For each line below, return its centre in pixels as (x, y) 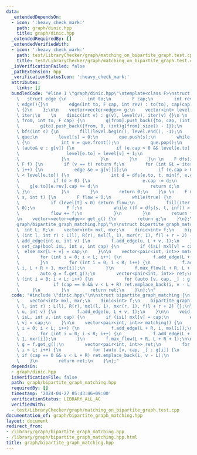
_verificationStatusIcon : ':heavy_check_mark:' (71, 77)
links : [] (29, 88)
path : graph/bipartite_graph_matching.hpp (64, 383)
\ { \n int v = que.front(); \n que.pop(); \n (99, 142)
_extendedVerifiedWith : (40, 45)
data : (13, 11)
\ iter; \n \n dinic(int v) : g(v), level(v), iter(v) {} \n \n (102, 115)
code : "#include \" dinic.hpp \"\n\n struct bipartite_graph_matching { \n (101, 295)
